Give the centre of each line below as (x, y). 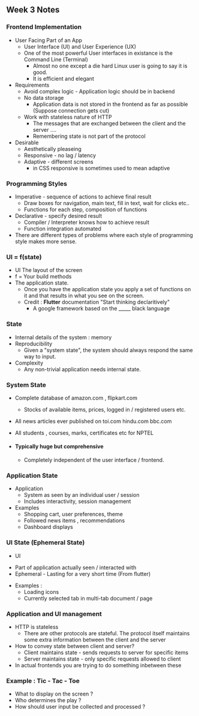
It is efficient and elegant (63, 78)
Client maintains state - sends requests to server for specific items (106, 652)
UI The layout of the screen (49, 270)
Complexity (29, 363)
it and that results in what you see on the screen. (84, 296)
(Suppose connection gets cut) (71, 110)
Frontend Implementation (44, 27)
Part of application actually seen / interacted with (76, 567)
